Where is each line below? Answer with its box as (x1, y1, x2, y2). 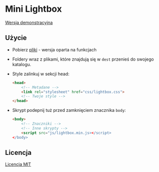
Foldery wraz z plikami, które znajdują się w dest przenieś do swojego (12, 56, 154, 62)
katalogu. (12, 61, 31, 67)
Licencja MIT (5, 161, 31, 167)
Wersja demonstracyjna (5, 20, 53, 25)
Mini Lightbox (5, 3, 62, 15)
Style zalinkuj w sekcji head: (12, 71, 70, 77)
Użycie (5, 34, 27, 42)
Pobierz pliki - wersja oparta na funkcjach (12, 46, 97, 52)
